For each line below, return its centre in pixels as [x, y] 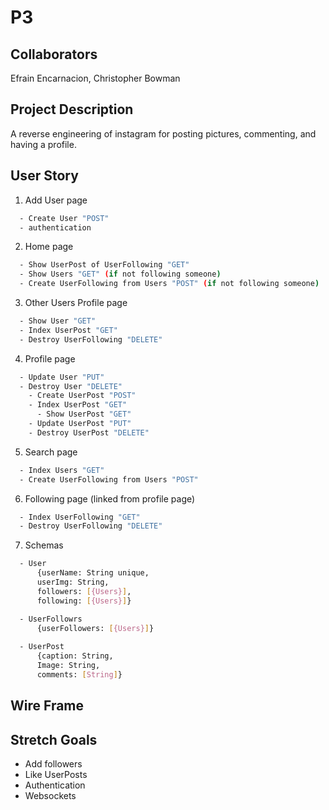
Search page [51, 452]
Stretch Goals [54, 739]
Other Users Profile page [76, 302]
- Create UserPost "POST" [82, 396]
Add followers [53, 763]
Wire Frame [47, 706]
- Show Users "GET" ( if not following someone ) [120, 274]
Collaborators [54, 54]
